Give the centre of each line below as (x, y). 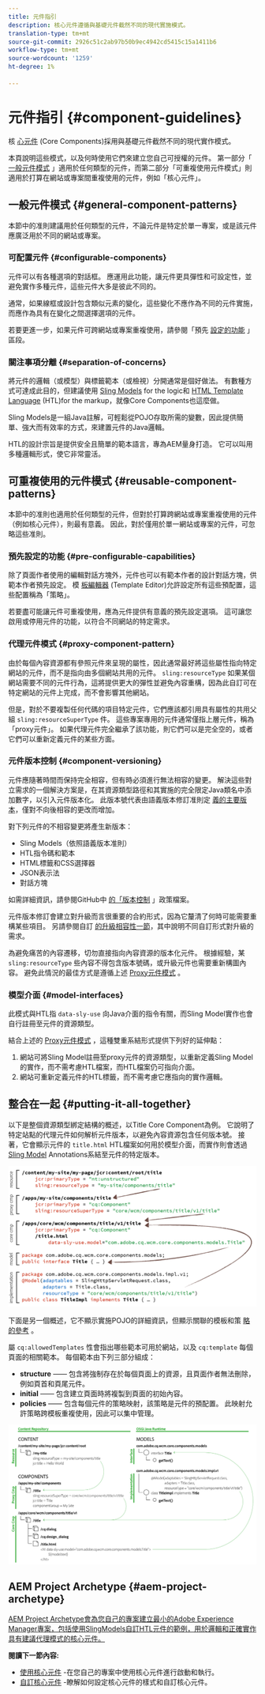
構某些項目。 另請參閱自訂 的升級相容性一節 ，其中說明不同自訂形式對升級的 (131, 926)
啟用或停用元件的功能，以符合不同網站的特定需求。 (91, 621)
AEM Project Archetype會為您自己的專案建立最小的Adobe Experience (121, 1619)
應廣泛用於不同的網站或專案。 (56, 235)
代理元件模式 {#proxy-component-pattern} (91, 644)
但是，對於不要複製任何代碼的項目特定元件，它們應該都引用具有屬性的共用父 (132, 709)
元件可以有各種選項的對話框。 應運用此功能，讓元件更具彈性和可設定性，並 (130, 276)
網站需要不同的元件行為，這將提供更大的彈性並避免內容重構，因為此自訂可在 (132, 682)
